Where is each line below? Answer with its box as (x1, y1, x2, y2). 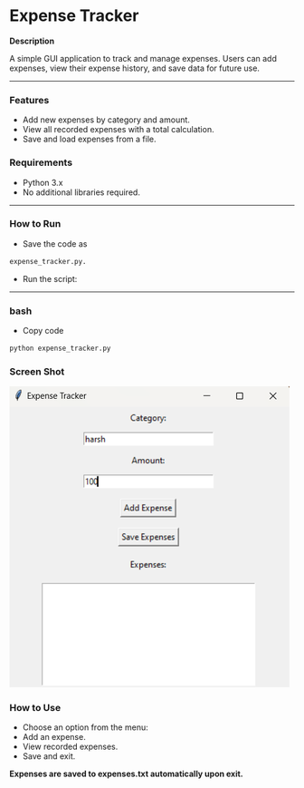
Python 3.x (22, 177, 63, 188)
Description (9, 35, 55, 46)
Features (9, 93, 50, 106)
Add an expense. (22, 732, 86, 743)
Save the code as (22, 238, 88, 249)
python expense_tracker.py (9, 344, 111, 353)
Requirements (9, 156, 73, 169)
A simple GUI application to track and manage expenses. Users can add (9, 53, 278, 63)
